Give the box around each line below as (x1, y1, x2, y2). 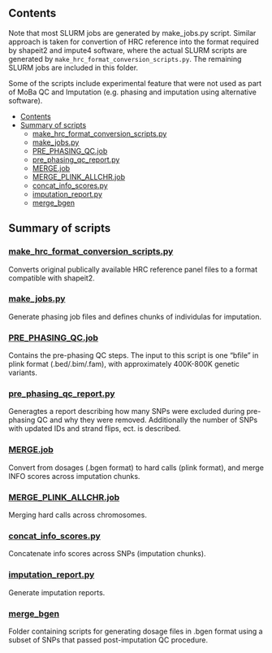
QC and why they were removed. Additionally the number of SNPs (37, 415, 258, 425)
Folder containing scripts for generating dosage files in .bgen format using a (8, 626, 263, 636)
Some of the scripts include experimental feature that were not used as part (8, 78, 262, 88)
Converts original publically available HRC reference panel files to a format (8, 264, 258, 274)
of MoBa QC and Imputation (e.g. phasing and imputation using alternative (8, 87, 257, 97)
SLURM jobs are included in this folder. (8, 63, 139, 72)
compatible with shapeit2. (8, 272, 95, 283)
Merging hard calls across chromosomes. (8, 510, 148, 520)
